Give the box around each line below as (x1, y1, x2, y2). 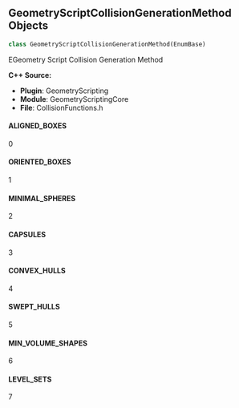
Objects (8, 19, 49, 33)
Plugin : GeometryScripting (19, 86, 109, 95)
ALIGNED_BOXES (8, 121, 67, 131)
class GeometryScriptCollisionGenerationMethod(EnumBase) (8, 40, 206, 48)
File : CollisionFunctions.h (19, 103, 103, 112)
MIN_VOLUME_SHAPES (8, 338, 88, 348)
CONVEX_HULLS (8, 266, 66, 276)
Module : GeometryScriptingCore (19, 94, 129, 103)
